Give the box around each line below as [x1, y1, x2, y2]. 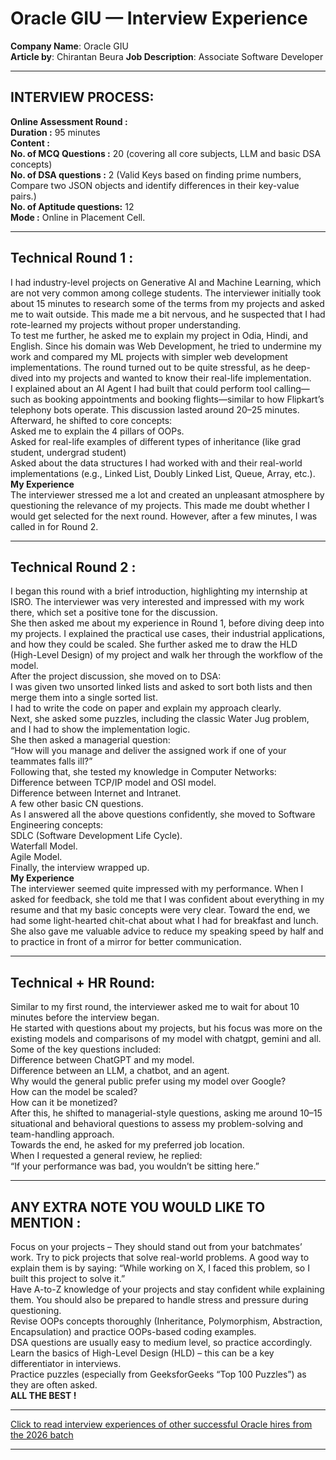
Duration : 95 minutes [10, 126, 101, 138]
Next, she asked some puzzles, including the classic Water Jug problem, [10, 713, 310, 725]
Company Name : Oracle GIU [10, 40, 129, 52]
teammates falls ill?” [10, 755, 93, 767]
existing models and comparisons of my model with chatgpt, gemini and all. [10, 1033, 322, 1045]
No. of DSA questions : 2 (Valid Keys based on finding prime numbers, [10, 168, 302, 181]
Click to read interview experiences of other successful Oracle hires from [10, 1418, 313, 1430]
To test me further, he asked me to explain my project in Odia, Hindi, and [10, 329, 308, 341]
